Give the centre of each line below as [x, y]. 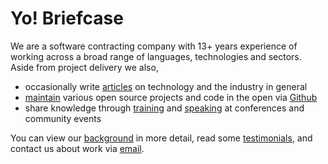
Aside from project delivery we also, [84, 67]
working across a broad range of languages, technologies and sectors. [156, 56]
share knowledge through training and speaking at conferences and [164, 108]
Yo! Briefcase [67, 18]
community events [63, 118]
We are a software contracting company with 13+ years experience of [154, 46]
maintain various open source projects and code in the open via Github [171, 97]
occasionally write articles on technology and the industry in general [166, 86]
